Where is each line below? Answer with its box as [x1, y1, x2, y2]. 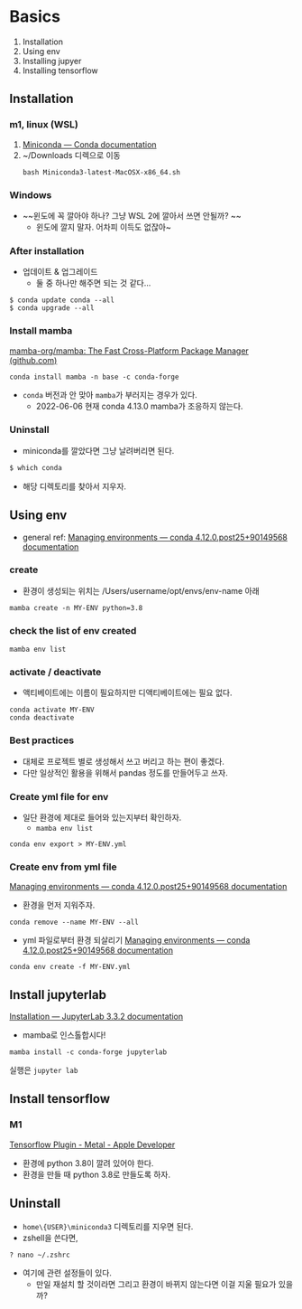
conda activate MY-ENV [9, 705, 95, 715]
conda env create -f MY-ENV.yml [9, 963, 131, 972]
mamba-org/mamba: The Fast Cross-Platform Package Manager [9, 345, 250, 356]
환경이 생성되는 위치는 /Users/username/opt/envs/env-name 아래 [22, 585, 260, 596]
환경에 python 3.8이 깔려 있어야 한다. [22, 1157, 154, 1168]
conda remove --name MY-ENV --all [9, 918, 140, 928]
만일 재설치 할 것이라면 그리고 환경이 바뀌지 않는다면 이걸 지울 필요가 [35, 1279, 277, 1290]
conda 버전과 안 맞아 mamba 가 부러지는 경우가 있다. [22, 389, 198, 400]
